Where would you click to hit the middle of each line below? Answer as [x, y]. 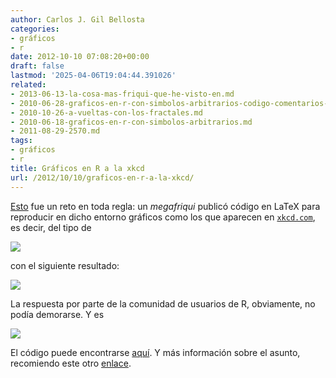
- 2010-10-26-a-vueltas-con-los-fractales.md [106, 112]
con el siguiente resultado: [65, 265]
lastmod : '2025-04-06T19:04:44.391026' [93, 76]
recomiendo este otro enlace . [71, 363]
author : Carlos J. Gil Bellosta [77, 19]
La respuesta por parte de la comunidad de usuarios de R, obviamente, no [163, 303]
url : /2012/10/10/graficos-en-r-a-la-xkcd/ [102, 177]
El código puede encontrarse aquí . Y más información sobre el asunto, [155, 352]
